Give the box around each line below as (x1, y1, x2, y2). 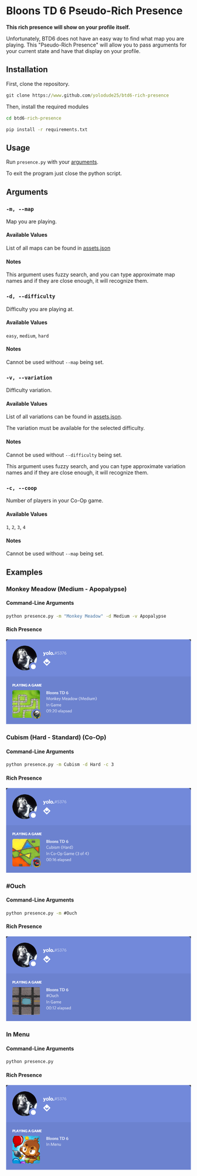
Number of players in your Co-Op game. (6, 496, 104, 504)
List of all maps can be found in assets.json (6, 244, 111, 251)
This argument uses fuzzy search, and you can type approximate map (6, 271, 175, 278)
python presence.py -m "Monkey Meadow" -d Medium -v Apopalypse (6, 613, 167, 619)
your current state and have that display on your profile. (6, 47, 141, 54)
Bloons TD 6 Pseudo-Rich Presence (6, 4, 183, 18)
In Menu (6, 1031, 30, 1039)
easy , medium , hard (6, 332, 49, 339)
